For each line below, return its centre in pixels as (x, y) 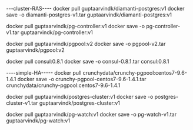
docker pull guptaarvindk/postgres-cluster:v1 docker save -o (80, 97)
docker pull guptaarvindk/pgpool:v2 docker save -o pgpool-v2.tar (86, 44)
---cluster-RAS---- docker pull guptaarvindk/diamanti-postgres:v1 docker (95, 9)
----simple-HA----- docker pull (44, 73)
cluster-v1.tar (22, 103)
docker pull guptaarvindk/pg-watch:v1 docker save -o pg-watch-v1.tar (91, 114)
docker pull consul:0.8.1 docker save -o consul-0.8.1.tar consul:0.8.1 (88, 61)
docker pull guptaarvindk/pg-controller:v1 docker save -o (76, 26)
